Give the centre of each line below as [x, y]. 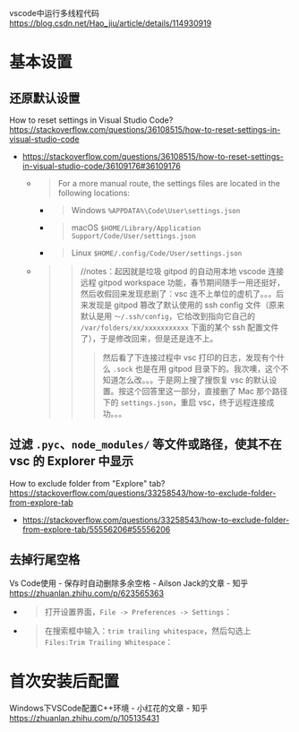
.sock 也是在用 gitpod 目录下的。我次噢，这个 [196, 369]
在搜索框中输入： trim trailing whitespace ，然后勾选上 [148, 631]
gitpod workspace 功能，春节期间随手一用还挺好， [191, 282]
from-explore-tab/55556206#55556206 [96, 529]
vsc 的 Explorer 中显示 [72, 461]
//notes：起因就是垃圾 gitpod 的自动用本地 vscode [173, 271]
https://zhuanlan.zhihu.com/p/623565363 [86, 593]
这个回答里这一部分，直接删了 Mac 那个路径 [207, 391]
